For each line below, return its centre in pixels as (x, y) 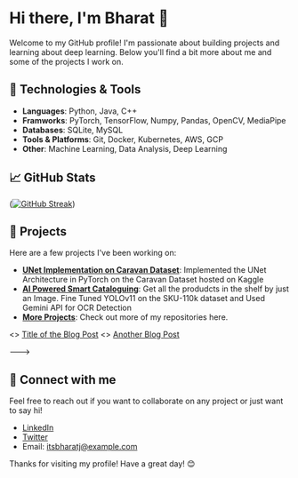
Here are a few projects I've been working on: (93, 253)
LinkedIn (38, 428)
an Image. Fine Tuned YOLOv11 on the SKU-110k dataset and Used (143, 299)
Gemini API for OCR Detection (77, 308)
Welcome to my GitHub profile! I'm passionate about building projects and (145, 43)
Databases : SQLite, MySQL (72, 130)
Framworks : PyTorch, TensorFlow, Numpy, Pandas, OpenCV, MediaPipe (154, 120)
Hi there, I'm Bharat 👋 (89, 18)
